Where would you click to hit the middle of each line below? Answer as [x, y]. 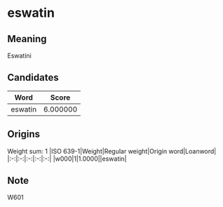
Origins [24, 134]
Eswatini [19, 55]
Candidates [33, 78]
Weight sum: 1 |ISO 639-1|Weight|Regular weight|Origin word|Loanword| [112, 151]
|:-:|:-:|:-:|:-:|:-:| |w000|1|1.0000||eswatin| [67, 159]
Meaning [27, 39]
